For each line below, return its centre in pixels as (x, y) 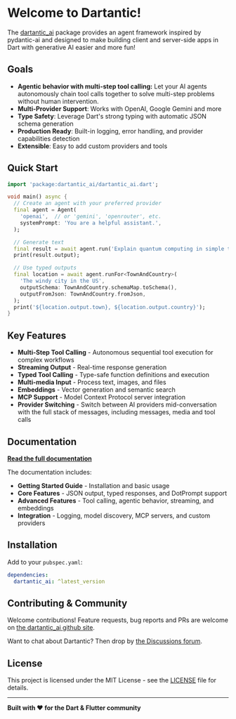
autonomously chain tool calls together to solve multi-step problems (116, 93)
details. (18, 688)
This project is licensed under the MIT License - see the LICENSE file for (112, 680)
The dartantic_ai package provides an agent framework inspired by (104, 32)
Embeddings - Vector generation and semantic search (96, 390)
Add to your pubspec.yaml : (45, 562)
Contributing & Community (67, 603)
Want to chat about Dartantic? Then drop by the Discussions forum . (105, 641)
